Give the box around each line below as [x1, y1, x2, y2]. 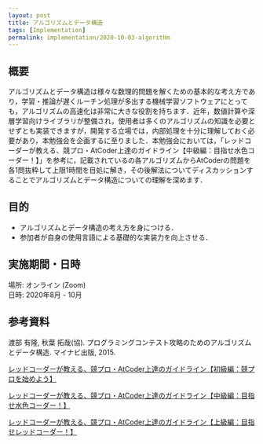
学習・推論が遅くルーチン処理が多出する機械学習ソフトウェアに [21, 97, 228, 106]
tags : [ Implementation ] [8, 26, 86, 34]
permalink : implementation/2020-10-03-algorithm [8, 33, 170, 42]
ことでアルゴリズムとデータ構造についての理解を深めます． [14, 175, 207, 185]
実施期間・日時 [8, 258, 81, 271]
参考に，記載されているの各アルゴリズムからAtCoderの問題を [52, 156, 251, 165]
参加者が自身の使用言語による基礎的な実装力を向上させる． [19, 233, 213, 242]
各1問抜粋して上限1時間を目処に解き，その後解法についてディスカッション [8, 166, 247, 175]
